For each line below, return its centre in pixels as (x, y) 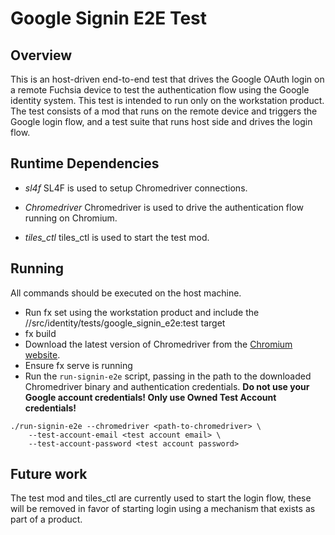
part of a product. (46, 519)
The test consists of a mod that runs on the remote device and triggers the (164, 111)
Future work (49, 474)
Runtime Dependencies (85, 163)
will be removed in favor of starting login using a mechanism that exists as (163, 509)
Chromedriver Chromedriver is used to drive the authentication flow (164, 207)
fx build (40, 333)
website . (42, 354)
